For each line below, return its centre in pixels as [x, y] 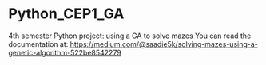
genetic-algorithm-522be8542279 [65, 52]
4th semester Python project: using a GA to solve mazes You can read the [130, 36]
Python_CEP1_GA [66, 14]
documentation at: [38, 44]
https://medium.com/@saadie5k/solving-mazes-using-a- [164, 44]
